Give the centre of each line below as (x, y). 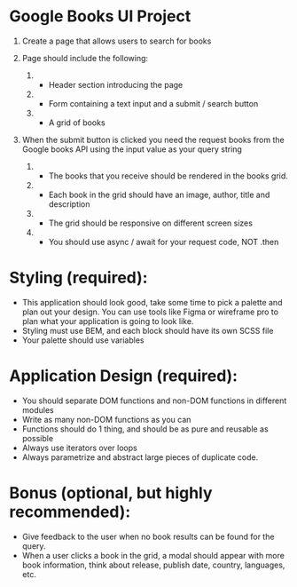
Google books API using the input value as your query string (132, 149)
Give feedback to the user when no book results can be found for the (148, 536)
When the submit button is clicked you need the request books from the (153, 139)
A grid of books (77, 123)
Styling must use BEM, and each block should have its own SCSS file (148, 330)
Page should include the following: (85, 58)
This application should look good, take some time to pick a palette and (152, 302)
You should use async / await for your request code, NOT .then (164, 242)
